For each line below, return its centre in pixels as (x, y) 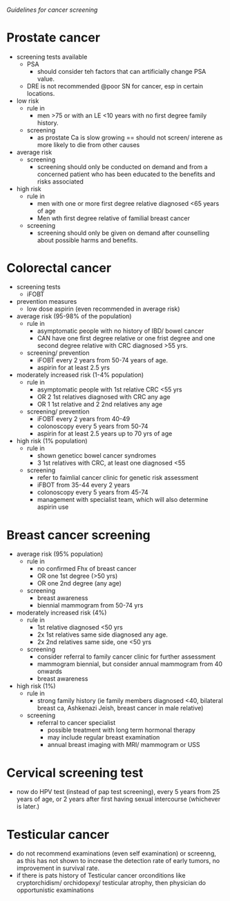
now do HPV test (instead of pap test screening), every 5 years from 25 (118, 792)
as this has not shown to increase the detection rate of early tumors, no (118, 861)
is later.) (28, 806)
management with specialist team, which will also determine (123, 500)
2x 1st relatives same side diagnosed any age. (103, 634)
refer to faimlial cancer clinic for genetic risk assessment (118, 478)
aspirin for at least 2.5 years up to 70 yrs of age (105, 434)
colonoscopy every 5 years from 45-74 (93, 492)
